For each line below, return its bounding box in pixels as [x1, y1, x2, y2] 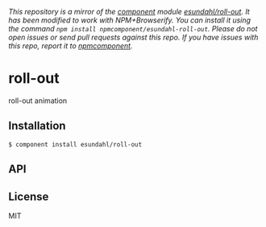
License [8, 189, 49, 204]
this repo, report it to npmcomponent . [8, 41, 133, 51]
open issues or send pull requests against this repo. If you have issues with [8, 32, 259, 42]
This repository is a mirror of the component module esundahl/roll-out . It [8, 7, 250, 16]
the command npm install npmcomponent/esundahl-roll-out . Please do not [8, 24, 258, 33]
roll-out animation [8, 96, 68, 105]
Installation [8, 119, 66, 133]
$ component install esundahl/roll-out [8, 140, 143, 148]
